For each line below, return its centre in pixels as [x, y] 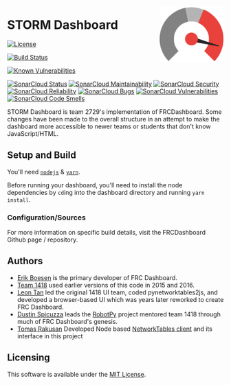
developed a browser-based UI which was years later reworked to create [120, 299]
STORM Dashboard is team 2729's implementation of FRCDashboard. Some [114, 112]
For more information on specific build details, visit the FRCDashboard [107, 233]
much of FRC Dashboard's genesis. [67, 321]
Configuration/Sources [46, 218]
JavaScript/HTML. [33, 133]
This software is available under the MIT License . [77, 374]
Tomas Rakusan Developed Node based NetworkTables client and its [115, 329]
